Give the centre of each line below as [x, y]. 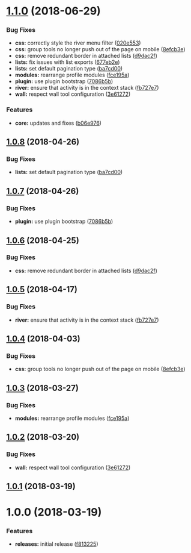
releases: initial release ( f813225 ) [56, 544]
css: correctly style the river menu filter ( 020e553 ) [78, 43]
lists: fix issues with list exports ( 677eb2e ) [67, 62]
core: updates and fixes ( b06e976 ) [58, 123]
